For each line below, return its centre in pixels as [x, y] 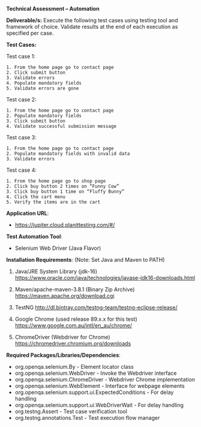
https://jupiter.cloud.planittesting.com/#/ [65, 225]
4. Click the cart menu [36, 197]
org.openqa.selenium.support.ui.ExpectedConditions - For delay [94, 392]
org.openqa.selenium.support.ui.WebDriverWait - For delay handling [99, 405]
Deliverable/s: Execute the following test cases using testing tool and [92, 20]
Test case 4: [22, 170]
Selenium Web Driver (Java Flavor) [58, 248]
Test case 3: [22, 137]
